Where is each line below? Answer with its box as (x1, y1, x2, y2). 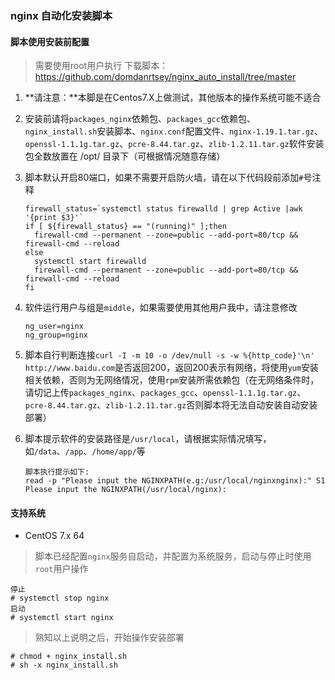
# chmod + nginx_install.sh (10, 652, 128, 662)
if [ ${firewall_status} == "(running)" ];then (24, 222, 227, 232)
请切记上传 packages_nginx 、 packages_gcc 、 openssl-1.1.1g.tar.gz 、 (24, 387, 307, 399)
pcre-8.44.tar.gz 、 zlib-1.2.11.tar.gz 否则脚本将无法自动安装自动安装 (24, 399, 318, 411)
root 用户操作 (34, 563, 89, 575)
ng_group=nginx (24, 330, 89, 341)
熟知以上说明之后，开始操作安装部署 (34, 632, 185, 644)
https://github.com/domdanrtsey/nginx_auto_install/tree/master (34, 71, 297, 83)
